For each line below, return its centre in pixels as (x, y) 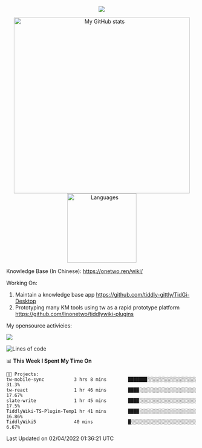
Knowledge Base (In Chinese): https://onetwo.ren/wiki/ (75, 271)
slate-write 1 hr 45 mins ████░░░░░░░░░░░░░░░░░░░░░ (101, 401)
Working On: (22, 283)
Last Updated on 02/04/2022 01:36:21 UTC (60, 438)
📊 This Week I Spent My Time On (49, 361)
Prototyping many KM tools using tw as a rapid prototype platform (97, 308)
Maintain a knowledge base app (55, 295)
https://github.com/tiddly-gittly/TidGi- (143, 295)
